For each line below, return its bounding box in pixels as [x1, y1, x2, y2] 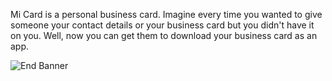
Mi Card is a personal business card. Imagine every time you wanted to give [10, 9, 323, 20]
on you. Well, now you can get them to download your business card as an [10, 30, 318, 41]
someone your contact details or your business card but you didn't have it [10, 19, 315, 31]
